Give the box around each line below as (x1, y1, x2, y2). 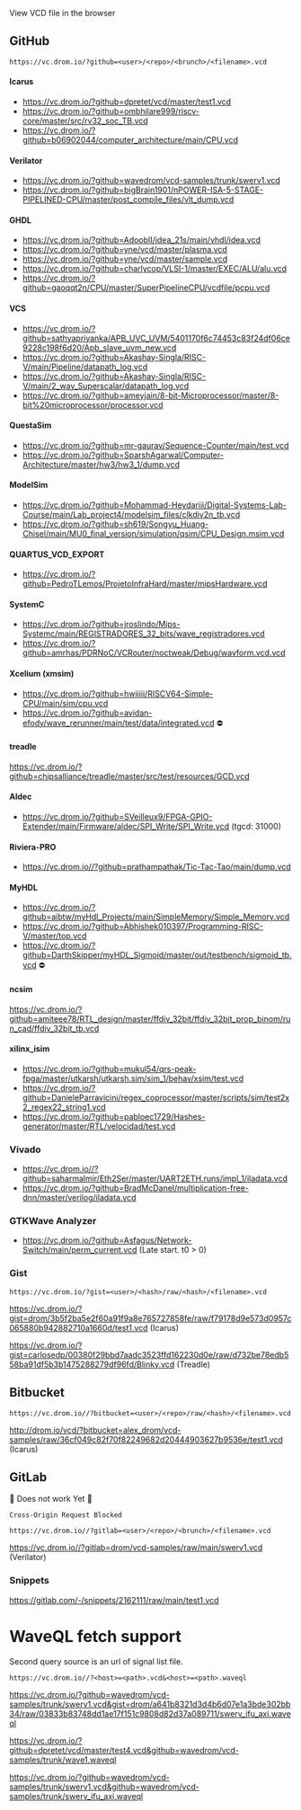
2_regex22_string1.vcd (22, 1101, 106, 1113)
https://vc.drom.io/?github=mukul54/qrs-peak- (22, 1063, 197, 1074)
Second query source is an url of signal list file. (9, 1655, 183, 1666)
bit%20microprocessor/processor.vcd (22, 399, 164, 410)
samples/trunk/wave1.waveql (9, 1754, 117, 1765)
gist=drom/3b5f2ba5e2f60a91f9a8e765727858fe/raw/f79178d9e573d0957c (9, 1312, 292, 1324)
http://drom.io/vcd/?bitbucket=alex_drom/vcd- (9, 1424, 181, 1435)
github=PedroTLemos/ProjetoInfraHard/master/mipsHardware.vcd (22, 579, 268, 590)
